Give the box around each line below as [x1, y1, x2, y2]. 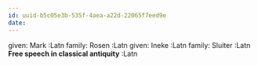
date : [8, 19, 26, 27]
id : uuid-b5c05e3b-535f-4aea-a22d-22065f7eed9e [8, 11, 167, 20]
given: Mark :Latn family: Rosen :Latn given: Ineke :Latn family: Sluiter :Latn [8, 40, 251, 49]
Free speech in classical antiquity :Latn [8, 49, 138, 58]
